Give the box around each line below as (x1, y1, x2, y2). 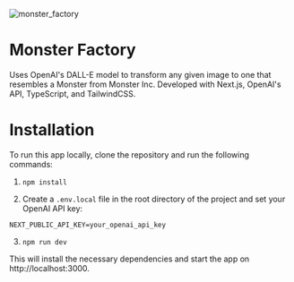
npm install (22, 177, 67, 187)
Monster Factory (9, 40, 136, 60)
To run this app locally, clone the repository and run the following (9, 149, 249, 160)
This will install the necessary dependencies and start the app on (9, 253, 250, 264)
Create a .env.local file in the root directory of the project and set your (22, 193, 286, 204)
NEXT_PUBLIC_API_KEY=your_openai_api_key (9, 220, 167, 229)
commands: (9, 158, 54, 169)
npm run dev (22, 237, 67, 246)
